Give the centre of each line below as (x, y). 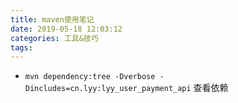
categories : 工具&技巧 (54, 38)
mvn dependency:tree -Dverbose (90, 77)
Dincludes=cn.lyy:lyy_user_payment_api (108, 89)
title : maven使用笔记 (52, 19)
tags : (21, 47)
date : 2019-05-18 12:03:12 (66, 29)
